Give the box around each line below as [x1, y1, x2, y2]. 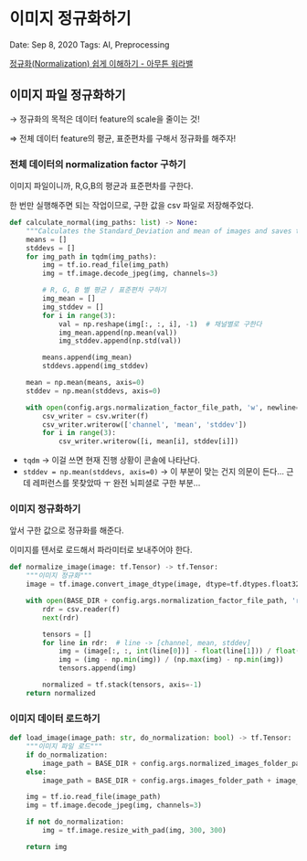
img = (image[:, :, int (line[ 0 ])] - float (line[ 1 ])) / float [58, 646, 297, 656]
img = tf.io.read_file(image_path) [26, 792, 162, 802]
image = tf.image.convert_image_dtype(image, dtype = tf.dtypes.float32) [26, 579, 304, 590]
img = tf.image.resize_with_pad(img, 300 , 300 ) [42, 826, 227, 835]
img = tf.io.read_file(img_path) [42, 260, 170, 270]
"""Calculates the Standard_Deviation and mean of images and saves [26, 226, 292, 236]
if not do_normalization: [26, 817, 125, 827]
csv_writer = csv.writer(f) [42, 411, 149, 420]
